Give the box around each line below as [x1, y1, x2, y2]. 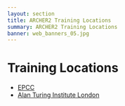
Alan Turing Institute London [17, 91, 100, 99]
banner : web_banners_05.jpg [7, 29, 90, 37]
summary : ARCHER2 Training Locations [7, 23, 118, 30]
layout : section [7, 10, 55, 18]
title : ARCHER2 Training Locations [7, 17, 112, 24]
